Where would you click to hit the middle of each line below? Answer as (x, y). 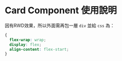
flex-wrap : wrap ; (28, 40)
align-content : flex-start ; (39, 49)
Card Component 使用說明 (61, 10)
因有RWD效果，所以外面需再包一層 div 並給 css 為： (60, 25)
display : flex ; (26, 44)
